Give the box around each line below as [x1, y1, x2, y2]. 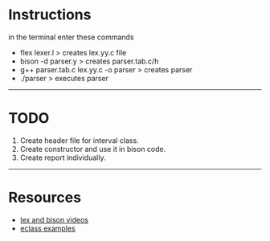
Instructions [8, 6, 92, 24]
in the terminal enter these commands [8, 32, 134, 42]
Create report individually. [19, 153, 106, 162]
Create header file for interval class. [19, 135, 139, 145]
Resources [8, 189, 82, 206]
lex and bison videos [19, 214, 88, 224]
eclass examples [19, 223, 76, 233]
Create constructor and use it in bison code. [19, 144, 166, 153]
